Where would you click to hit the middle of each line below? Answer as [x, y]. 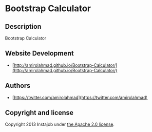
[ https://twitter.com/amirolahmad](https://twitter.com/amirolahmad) [80, 97]
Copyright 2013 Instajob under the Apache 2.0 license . [60, 124]
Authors [18, 86]
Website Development [39, 53]
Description [23, 27]
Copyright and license [39, 113]
